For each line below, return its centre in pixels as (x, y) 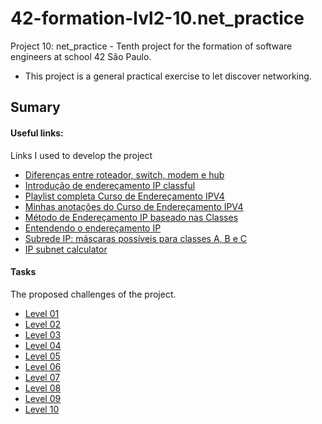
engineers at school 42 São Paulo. (81, 56)
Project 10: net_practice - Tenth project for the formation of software (151, 46)
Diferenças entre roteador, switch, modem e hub (124, 174)
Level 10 (42, 409)
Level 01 (42, 313)
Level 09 (43, 398)
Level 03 (43, 334)
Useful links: (37, 133)
